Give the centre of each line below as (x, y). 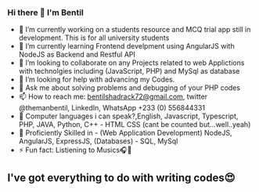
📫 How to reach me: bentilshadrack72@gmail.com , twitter (113, 96)
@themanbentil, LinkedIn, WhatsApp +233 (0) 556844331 (112, 108)
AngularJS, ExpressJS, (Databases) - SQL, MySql (98, 141)
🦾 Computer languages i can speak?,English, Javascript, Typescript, (128, 116)
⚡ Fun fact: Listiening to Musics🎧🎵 (75, 150)
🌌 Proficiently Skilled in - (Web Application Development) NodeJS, (125, 133)
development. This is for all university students (94, 38)
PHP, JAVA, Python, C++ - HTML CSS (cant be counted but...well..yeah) (135, 125)
